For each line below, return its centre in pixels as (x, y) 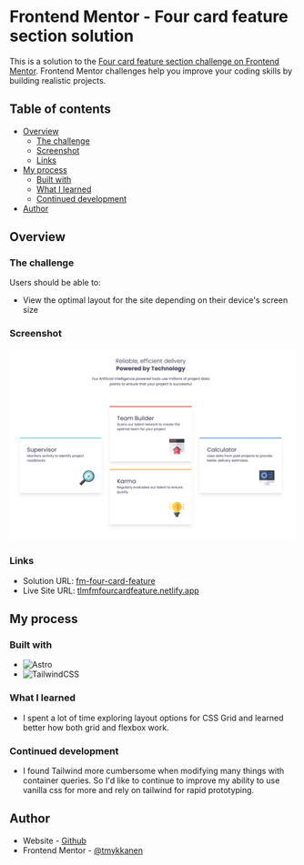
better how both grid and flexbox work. (96, 727)
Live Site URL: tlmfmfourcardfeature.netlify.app (111, 590)
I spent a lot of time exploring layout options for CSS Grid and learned (153, 718)
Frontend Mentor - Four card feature (149, 17)
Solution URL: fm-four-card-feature (89, 580)
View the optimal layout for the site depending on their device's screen (155, 300)
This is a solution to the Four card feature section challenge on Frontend (145, 61)
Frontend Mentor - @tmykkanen (83, 850)
